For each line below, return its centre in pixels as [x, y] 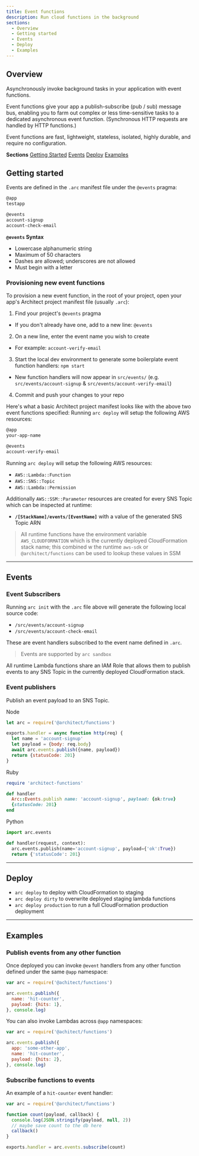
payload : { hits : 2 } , [37, 1059]
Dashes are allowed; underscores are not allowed [75, 261]
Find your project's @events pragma [58, 313]
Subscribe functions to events [50, 1080]
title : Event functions [36, 12]
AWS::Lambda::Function [43, 475]
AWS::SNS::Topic [35, 481]
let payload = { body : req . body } [52, 744]
